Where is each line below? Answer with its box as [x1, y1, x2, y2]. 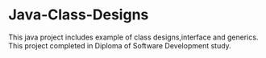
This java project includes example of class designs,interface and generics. [8, 32, 259, 42]
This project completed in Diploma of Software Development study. [8, 40, 231, 50]
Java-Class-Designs [8, 6, 149, 24]
